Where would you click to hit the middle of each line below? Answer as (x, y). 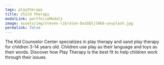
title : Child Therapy (27, 14)
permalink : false (23, 28)
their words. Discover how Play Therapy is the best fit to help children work (81, 52)
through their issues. (26, 57)
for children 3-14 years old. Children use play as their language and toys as (81, 47)
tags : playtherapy (24, 10)
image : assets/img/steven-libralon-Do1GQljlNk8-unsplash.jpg (69, 23)
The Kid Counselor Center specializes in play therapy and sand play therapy (82, 42)
